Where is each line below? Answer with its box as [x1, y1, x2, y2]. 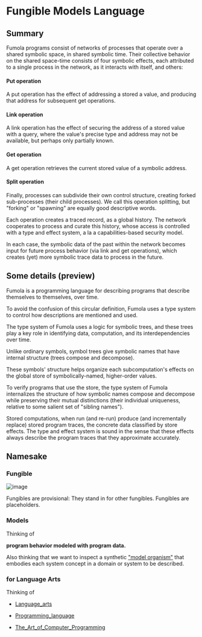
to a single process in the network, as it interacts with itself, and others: [6, 63, 183, 71]
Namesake [6, 451, 48, 462]
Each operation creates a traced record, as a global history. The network [6, 216, 187, 223]
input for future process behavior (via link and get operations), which [6, 247, 177, 254]
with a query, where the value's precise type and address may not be [6, 131, 178, 138]
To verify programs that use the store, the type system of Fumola [6, 384, 168, 391]
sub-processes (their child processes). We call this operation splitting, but [6, 198, 190, 205]
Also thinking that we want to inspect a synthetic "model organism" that [6, 553, 185, 560]
